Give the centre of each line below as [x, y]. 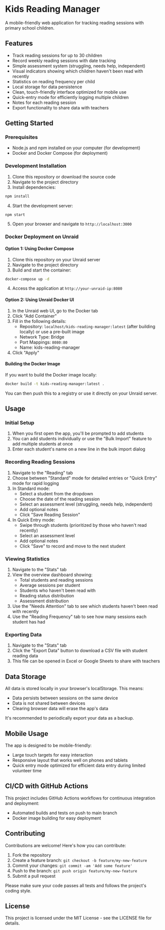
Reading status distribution [47, 596]
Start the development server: [43, 206]
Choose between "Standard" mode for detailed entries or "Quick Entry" [85, 478]
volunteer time [27, 770]
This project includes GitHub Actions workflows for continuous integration [80, 798]
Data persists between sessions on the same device [65, 698]
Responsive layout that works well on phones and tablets [70, 760]
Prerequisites [21, 138]
